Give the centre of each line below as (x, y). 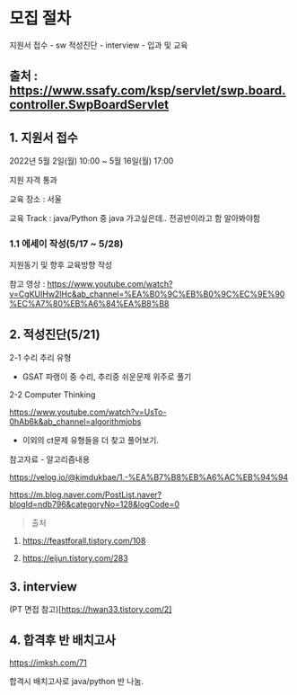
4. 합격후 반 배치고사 (63, 641)
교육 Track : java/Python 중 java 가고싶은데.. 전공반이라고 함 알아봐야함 (135, 218)
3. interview (44, 587)
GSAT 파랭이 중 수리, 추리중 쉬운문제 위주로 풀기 (107, 377)
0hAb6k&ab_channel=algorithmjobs (75, 422)
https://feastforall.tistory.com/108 (84, 541)
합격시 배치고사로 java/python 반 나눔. (77, 681)
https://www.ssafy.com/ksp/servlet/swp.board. (148, 91)
